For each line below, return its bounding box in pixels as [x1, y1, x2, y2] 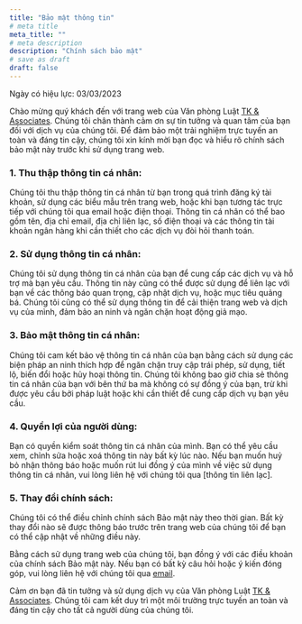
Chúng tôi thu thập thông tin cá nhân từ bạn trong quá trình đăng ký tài [9, 187, 272, 198]
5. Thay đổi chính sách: [9, 491, 114, 504]
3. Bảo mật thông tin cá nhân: [9, 329, 141, 342]
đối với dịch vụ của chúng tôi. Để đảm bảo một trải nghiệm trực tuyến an [9, 124, 278, 135]
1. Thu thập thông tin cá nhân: [9, 166, 142, 179]
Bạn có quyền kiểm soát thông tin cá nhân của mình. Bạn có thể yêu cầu [9, 441, 278, 452]
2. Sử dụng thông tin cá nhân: [9, 248, 142, 261]
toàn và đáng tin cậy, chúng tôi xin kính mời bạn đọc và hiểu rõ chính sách [9, 134, 285, 145]
